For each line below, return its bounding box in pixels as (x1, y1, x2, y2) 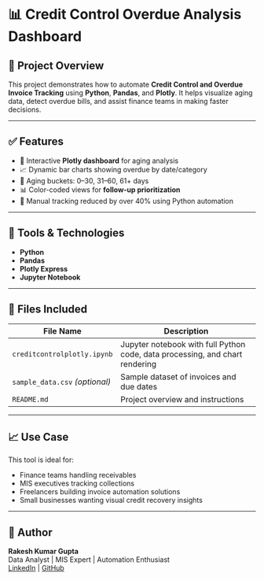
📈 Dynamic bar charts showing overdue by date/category (19, 164, 208, 174)
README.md (12, 395, 49, 405)
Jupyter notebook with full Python (120, 339, 246, 350)
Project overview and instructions (120, 394, 244, 405)
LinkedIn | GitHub (8, 563, 64, 573)
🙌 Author (8, 526, 53, 539)
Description (163, 326, 209, 337)
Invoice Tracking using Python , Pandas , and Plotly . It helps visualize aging (8, 88, 253, 98)
